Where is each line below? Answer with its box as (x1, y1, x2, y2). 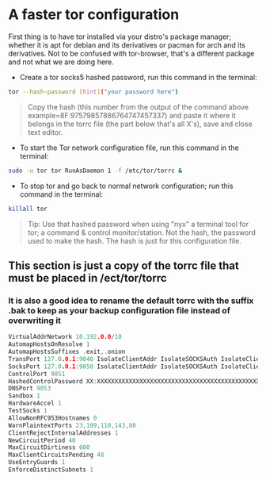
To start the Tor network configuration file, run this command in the (19, 143, 239, 152)
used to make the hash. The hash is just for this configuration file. (27, 236, 241, 245)
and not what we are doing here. (8, 57, 115, 67)
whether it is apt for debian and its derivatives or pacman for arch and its (8, 40, 245, 49)
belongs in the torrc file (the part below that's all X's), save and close (27, 119, 253, 129)
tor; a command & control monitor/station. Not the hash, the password (27, 228, 256, 237)
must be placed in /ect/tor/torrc (8, 271, 168, 285)
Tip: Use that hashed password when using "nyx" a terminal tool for (27, 219, 249, 228)
